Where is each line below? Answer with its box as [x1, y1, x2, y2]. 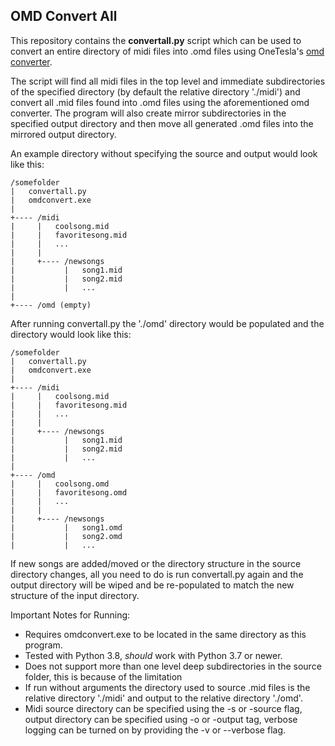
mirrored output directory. [10, 128, 117, 140]
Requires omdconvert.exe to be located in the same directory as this [24, 628, 307, 640]
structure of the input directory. [10, 589, 140, 601]
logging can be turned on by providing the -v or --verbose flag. [24, 724, 287, 736]
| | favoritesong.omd [10, 487, 128, 498]
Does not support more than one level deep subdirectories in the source [24, 660, 322, 672]
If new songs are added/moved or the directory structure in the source [10, 557, 302, 569]
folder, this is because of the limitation [24, 670, 183, 683]
